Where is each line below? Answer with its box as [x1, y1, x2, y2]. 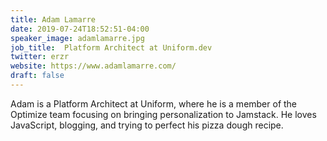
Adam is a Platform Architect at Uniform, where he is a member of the [10, 97, 298, 110]
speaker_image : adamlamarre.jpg [10, 33, 145, 43]
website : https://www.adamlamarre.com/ [10, 61, 177, 71]
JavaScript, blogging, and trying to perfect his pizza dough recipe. [10, 119, 284, 131]
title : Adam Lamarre [10, 14, 97, 25]
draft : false [10, 71, 65, 81]
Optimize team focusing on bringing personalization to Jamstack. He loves [10, 108, 317, 120]
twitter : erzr [10, 52, 70, 62]
